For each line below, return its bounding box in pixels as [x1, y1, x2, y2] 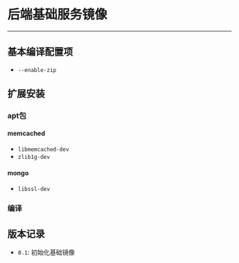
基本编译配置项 [7, 46, 73, 58]
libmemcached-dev [17, 146, 70, 153]
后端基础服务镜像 [7, 6, 108, 23]
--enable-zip [17, 66, 57, 73]
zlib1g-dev [17, 154, 51, 161]
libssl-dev [17, 186, 51, 193]
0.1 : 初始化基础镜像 [17, 248, 75, 257]
